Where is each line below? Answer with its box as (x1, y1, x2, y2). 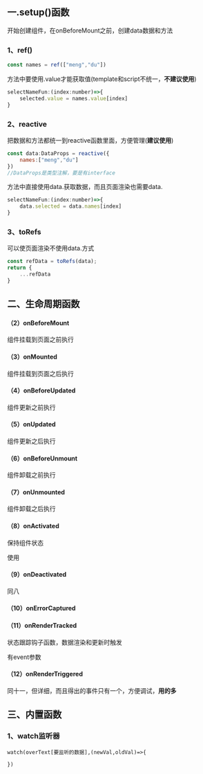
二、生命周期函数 (7, 298, 80, 310)
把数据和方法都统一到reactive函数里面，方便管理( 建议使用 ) (7, 136, 174, 144)
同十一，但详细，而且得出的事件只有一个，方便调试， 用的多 (7, 686, 177, 694)
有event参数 (7, 653, 41, 661)
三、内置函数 (7, 709, 62, 721)
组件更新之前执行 (7, 403, 56, 411)
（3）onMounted (7, 352, 57, 361)
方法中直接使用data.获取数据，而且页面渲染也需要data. (7, 183, 163, 191)
